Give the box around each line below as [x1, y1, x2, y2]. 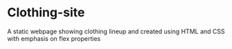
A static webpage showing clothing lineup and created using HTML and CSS [7, 27, 225, 35]
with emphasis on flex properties [7, 34, 101, 42]
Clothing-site [7, 5, 85, 20]
